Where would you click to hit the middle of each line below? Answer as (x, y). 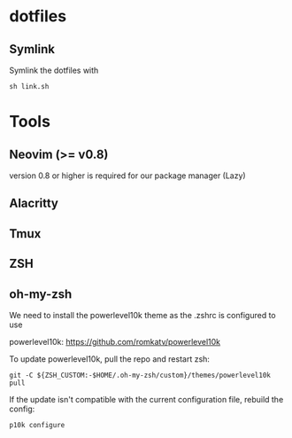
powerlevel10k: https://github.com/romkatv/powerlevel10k (115, 341)
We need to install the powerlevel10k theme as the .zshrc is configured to (142, 315)
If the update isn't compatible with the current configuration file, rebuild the (146, 399)
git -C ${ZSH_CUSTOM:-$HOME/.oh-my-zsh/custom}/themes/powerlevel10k (140, 375)
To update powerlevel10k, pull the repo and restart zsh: (110, 359)
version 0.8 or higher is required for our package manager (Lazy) (127, 176)
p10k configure (37, 425)
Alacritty (34, 203)
